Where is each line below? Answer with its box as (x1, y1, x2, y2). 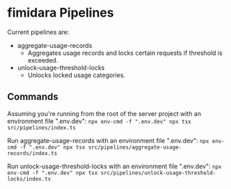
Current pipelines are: (7, 28, 70, 36)
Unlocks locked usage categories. (27, 71, 126, 79)
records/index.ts (7, 149, 58, 157)
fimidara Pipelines (7, 5, 114, 21)
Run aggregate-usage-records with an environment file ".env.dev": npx (7, 136, 209, 145)
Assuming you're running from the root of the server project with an (7, 109, 202, 117)
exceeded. (27, 56, 58, 64)
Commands (7, 91, 59, 103)
